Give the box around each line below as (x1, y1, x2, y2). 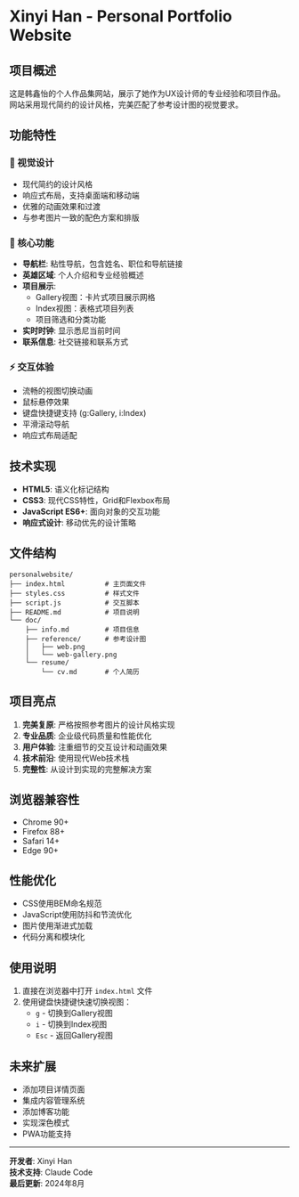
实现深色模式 (21, 1117, 69, 1128)
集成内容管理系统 (21, 1095, 85, 1105)
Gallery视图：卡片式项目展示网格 (35, 291, 156, 302)
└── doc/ (9, 615, 42, 624)
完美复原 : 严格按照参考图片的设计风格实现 (21, 719, 175, 729)
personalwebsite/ (9, 570, 74, 579)
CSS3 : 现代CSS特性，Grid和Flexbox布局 (21, 495, 171, 506)
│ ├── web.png (25, 642, 86, 651)
